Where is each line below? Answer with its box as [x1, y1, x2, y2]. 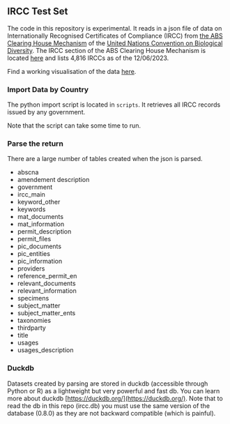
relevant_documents [17, 279, 76, 288]
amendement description [17, 176, 90, 184]
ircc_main [17, 190, 45, 199]
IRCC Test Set [7, 6, 68, 17]
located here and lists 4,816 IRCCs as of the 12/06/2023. [7, 54, 169, 62]
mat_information [17, 220, 65, 229]
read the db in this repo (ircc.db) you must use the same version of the [7, 401, 210, 410]
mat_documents [17, 213, 64, 221]
